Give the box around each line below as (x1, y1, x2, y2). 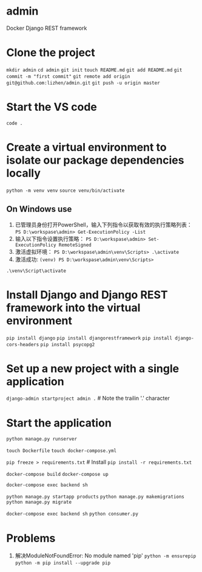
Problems (6, 531, 56, 545)
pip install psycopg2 (40, 341, 95, 347)
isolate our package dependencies (6, 153, 184, 167)
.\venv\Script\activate (6, 268, 67, 274)
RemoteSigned (58, 242, 92, 248)
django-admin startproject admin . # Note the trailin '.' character (6, 394, 170, 402)
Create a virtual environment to (6, 141, 167, 154)
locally (6, 166, 41, 180)
